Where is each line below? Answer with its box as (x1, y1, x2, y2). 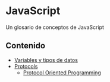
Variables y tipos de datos (14, 56, 78, 63)
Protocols (14, 63, 38, 70)
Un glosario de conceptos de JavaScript (5, 24, 105, 31)
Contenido (5, 41, 46, 51)
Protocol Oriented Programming (23, 69, 102, 76)
